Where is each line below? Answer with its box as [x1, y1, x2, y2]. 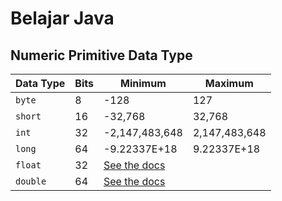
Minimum [120, 77, 167, 90]
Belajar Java [10, 7, 115, 30]
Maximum [204, 77, 254, 90]
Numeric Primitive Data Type [10, 47, 193, 64]
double [15, 176, 47, 187]
